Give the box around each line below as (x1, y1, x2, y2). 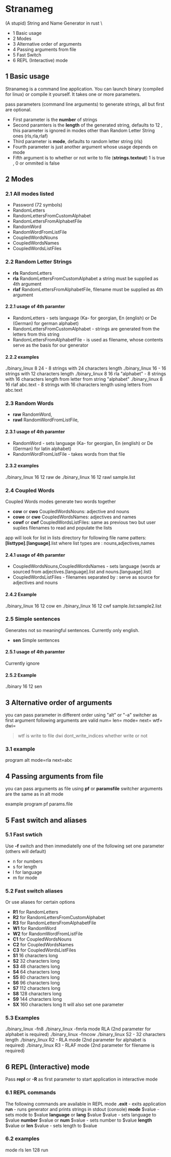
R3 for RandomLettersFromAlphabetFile (12, 920, 96, 926)
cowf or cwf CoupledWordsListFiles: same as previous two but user (12, 519, 156, 525)
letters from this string (12, 331, 60, 337)
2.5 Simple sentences (5, 616, 60, 623)
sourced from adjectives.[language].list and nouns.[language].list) (12, 569, 152, 575)
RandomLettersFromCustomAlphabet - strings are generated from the (12, 326, 160, 332)
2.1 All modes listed (5, 190, 55, 197)
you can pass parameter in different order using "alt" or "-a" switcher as (5, 712, 157, 718)
